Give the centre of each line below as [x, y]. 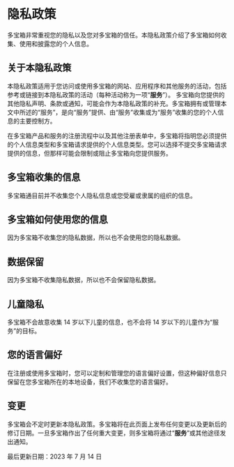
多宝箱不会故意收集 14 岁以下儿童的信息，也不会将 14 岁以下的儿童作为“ [110, 322]
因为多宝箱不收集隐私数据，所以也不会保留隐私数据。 [84, 280]
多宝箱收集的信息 [44, 178]
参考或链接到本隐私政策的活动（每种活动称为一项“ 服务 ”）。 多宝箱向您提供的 [116, 94]
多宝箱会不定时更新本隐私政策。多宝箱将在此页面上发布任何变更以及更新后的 [117, 424]
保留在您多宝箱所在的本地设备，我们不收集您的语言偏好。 [89, 382]
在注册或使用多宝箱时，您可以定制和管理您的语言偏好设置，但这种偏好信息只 [117, 373]
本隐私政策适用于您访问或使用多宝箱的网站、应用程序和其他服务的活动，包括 [117, 86]
